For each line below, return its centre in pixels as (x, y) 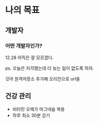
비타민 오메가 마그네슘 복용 (38, 109)
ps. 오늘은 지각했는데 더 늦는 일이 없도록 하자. (49, 68)
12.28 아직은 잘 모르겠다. (29, 57)
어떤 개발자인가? (24, 45)
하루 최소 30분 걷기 (31, 115)
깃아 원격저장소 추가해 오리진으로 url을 (42, 78)
